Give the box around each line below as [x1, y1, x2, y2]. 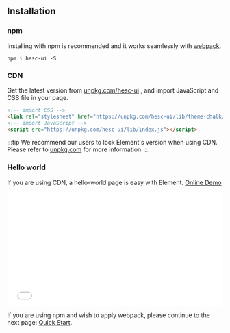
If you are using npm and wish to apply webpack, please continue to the [7, 311, 210, 319]
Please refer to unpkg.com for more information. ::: [7, 145, 151, 153]
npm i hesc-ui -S [7, 55, 57, 62]
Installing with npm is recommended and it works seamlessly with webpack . [7, 41, 222, 50]
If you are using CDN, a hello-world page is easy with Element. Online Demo [7, 178, 222, 186]
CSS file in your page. [7, 93, 68, 101]
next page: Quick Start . [7, 318, 73, 326]
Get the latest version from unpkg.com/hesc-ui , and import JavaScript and [7, 86, 219, 95]
